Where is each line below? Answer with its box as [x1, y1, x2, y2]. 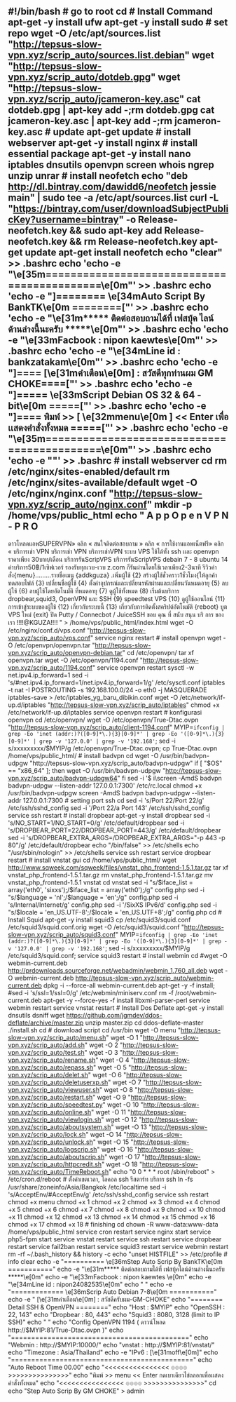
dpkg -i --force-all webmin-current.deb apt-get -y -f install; [43, 981, 216, 990]
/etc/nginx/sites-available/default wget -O [8, 477, 198, 489]
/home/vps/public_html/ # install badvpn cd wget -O [8, 751, 159, 760]
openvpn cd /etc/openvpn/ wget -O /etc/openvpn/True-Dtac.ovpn [8, 715, 199, 724]
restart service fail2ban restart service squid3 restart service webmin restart [8, 1242, 229, 1251]
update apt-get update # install [53, 126, 191, 138]
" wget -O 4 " [95, 1056, 134, 1064]
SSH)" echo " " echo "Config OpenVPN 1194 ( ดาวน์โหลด [8, 1318, 166, 1326]
